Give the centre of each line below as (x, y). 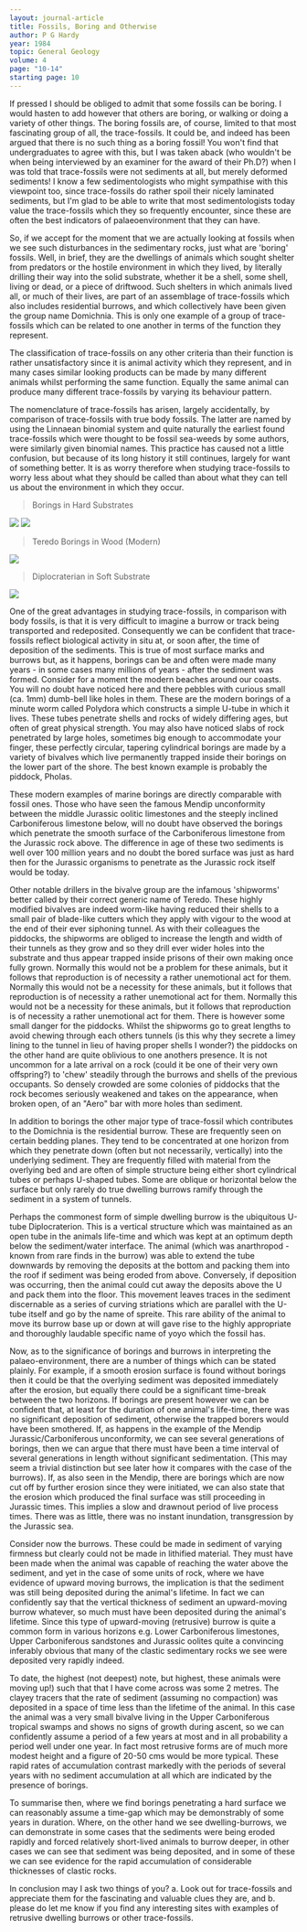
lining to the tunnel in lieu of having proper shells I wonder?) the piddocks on (153, 1045)
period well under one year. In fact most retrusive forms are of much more (148, 1746)
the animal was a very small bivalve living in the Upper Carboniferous (140, 1717)
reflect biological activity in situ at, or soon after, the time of (148, 640)
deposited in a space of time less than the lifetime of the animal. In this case (152, 1707)
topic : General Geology (55, 52)
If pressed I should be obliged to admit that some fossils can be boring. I (145, 103)
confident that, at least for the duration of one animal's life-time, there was (149, 1409)
